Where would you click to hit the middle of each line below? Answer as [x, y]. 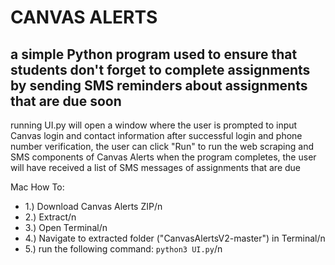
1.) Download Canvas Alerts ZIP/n [93, 206]
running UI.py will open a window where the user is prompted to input [154, 125]
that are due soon [66, 101]
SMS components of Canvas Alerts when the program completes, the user [163, 157]
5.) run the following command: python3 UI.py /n [123, 249]
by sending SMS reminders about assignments [159, 85]
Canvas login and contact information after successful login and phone [156, 135]
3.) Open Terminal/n [66, 227]
